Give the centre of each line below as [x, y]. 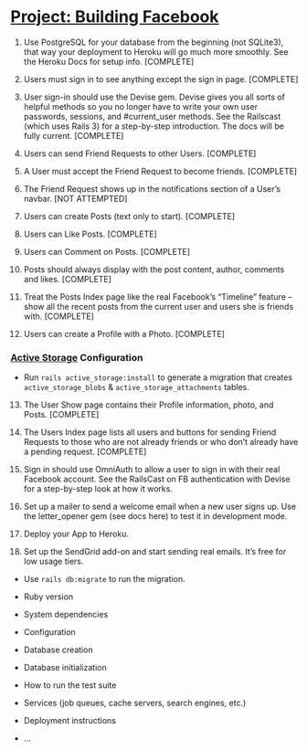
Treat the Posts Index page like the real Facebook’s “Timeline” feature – [158, 296]
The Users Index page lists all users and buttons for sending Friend [150, 432]
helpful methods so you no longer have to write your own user [141, 106]
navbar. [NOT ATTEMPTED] [75, 198]
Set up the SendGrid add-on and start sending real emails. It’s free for [155, 552]
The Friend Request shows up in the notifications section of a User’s [152, 188]
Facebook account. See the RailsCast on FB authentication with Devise [157, 479]
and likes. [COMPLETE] [68, 279]
